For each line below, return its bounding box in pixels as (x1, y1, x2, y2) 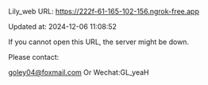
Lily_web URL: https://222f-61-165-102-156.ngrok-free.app (8, 7, 200, 16)
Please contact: (8, 53, 60, 61)
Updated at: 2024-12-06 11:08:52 (8, 22, 117, 31)
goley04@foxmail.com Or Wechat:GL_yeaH (8, 68, 149, 77)
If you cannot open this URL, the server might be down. (8, 37, 189, 46)
